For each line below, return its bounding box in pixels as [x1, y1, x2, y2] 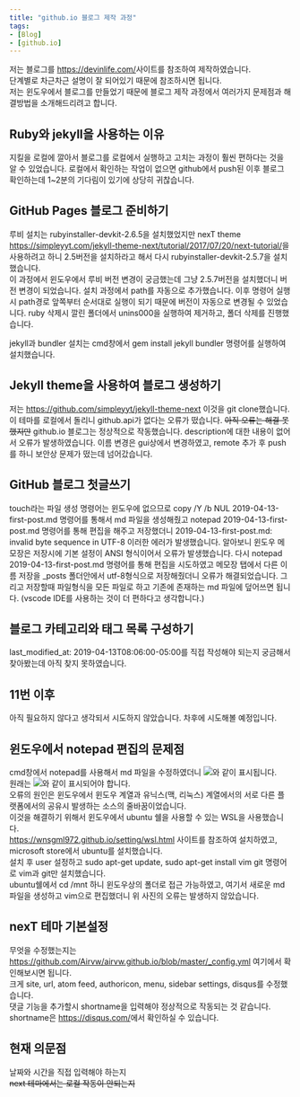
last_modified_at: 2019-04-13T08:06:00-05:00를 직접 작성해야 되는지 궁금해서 [9, 647, 291, 658]
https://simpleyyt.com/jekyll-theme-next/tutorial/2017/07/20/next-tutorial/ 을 [9, 240, 289, 251]
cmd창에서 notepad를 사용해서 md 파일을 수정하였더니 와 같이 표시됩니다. [9, 766, 278, 777]
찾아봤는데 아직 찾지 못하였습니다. [9, 658, 127, 669]
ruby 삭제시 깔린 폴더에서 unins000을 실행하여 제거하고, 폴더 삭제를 [28, 307, 266, 318]
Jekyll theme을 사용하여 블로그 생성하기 [9, 378, 221, 394]
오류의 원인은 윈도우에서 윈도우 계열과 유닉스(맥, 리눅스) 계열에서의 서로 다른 [9, 789, 276, 800]
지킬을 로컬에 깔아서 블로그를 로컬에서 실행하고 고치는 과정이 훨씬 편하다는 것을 [9, 152, 285, 163]
